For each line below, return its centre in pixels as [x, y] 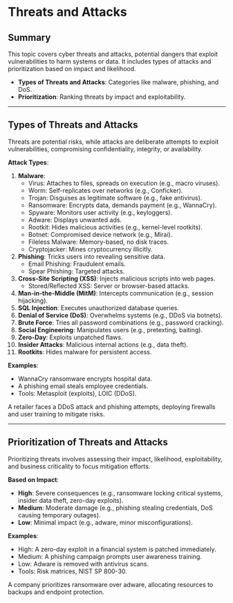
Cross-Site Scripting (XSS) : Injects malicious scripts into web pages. [116, 278]
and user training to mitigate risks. [56, 414]
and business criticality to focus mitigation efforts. [79, 466]
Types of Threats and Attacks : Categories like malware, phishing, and [118, 82]
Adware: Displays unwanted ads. [75, 220]
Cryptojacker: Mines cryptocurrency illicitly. [90, 249]
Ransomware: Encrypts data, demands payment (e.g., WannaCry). [122, 205]
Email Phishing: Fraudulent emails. [77, 264]
